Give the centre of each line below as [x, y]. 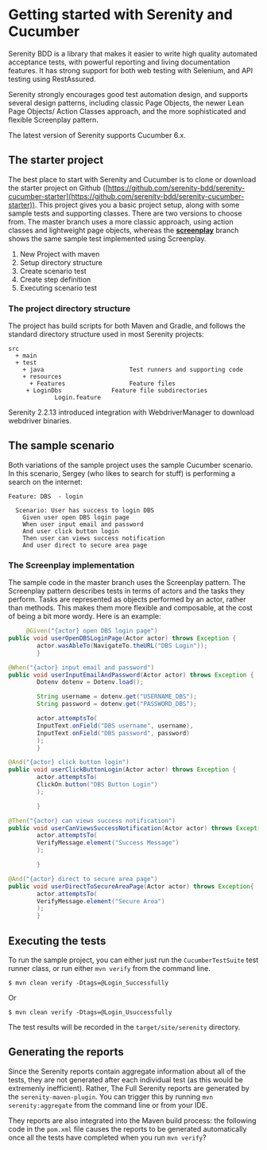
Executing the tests [57, 941]
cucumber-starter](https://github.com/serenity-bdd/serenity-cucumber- [126, 196]
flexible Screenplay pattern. [54, 119]
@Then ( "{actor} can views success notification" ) [92, 821]
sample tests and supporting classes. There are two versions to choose [125, 213]
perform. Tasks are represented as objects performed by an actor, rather [127, 599]
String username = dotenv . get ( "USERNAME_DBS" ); [117, 697]
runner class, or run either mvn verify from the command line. [109, 968]
